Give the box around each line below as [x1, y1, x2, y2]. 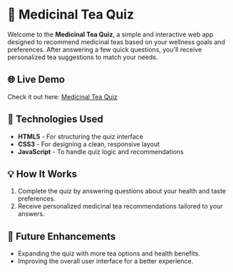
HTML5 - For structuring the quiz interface [17, 132, 144, 141]
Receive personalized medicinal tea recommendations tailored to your [17, 202, 223, 211]
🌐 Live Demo [7, 74, 66, 86]
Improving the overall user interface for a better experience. [17, 257, 194, 266]
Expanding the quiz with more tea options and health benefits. [17, 249, 201, 258]
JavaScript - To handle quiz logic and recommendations [17, 147, 184, 156]
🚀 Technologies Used [7, 114, 103, 126]
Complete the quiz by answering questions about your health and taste [17, 187, 227, 196]
